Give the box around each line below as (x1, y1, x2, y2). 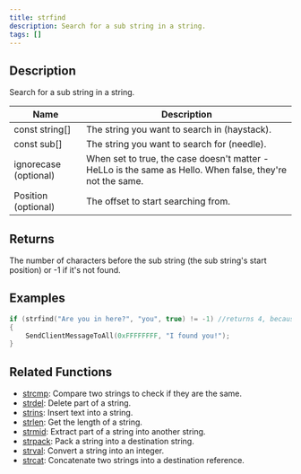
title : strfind (9, 13, 66, 22)
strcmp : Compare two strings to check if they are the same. (21, 388, 243, 399)
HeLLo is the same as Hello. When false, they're (86, 163, 288, 176)
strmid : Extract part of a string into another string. (21, 426, 206, 437)
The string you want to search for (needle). (86, 138, 267, 151)
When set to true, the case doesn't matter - (86, 153, 270, 165)
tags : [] (9, 30, 42, 39)
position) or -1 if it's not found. (9, 265, 121, 275)
